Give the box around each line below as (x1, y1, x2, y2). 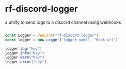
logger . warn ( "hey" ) (5, 55, 45, 60)
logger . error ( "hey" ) (5, 59, 47, 65)
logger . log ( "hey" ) (5, 46, 42, 51)
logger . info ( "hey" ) (5, 51, 45, 55)
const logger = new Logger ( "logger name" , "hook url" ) (5, 37, 118, 42)
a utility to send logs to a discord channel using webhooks (5, 19, 121, 25)
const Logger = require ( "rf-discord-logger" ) (5, 33, 98, 38)
